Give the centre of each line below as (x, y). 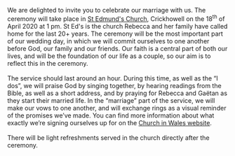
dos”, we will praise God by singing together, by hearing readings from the (115, 85)
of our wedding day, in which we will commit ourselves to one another (108, 41)
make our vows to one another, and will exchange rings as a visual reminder (117, 108)
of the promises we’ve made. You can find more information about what (111, 115)
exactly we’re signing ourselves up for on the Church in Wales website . (110, 122)
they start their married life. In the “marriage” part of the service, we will (111, 100)
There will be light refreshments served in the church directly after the (108, 137)
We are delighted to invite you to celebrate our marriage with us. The (107, 10)
